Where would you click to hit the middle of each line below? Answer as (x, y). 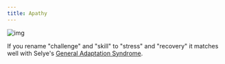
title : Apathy (27, 13)
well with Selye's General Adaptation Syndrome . (75, 53)
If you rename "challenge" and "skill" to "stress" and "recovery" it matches (113, 46)
